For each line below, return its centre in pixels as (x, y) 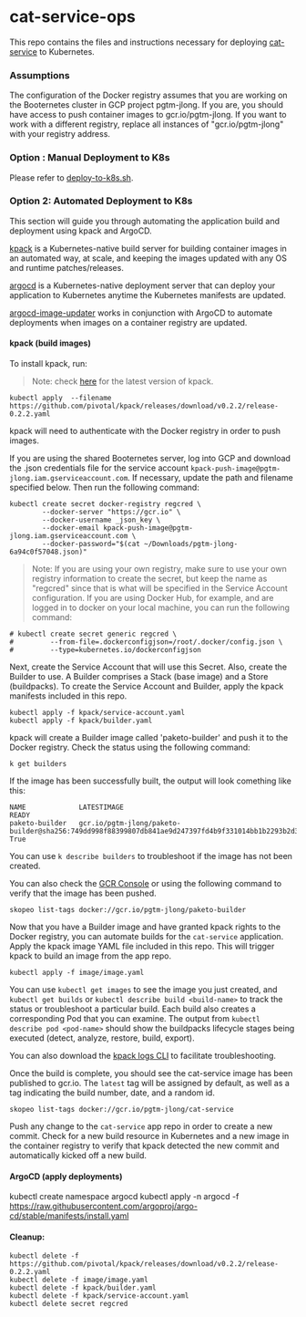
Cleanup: (27, 1237)
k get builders (38, 764)
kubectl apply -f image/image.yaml (77, 973)
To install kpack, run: (49, 364)
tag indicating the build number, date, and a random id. (112, 1093)
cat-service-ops (73, 17)
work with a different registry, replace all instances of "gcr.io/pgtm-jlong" (147, 124)
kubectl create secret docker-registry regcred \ (106, 504)
